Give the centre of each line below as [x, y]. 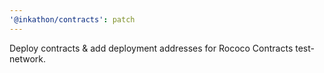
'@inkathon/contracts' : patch [72, 19]
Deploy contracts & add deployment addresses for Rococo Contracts [151, 48]
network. [28, 58]
